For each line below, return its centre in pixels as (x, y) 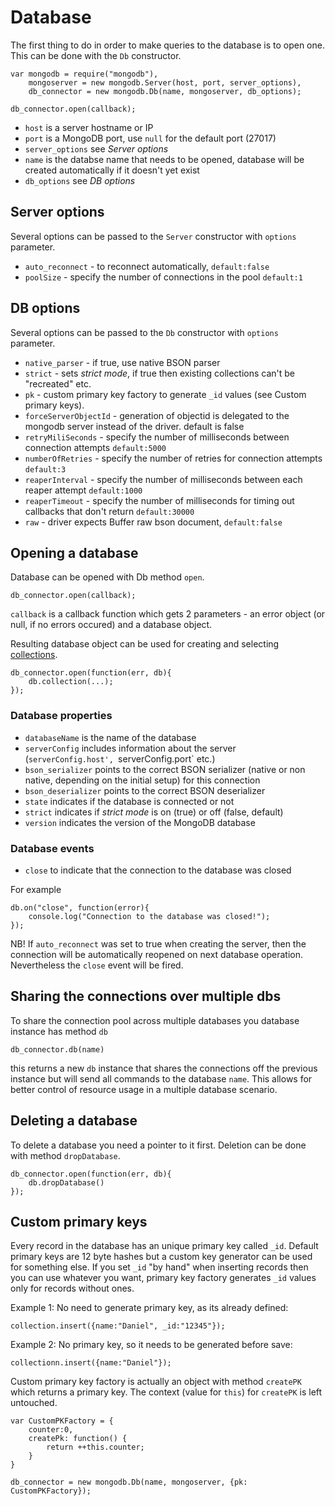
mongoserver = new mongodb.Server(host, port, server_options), (165, 82)
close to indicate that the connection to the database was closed (158, 870)
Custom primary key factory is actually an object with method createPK (156, 1382)
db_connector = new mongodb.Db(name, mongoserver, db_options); (165, 91)
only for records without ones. (72, 1288)
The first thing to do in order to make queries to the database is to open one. (167, 45)
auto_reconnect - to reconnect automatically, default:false (147, 266)
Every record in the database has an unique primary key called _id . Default (164, 1246)
